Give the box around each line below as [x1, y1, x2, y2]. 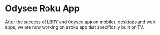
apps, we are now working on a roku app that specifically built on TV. [5, 24, 144, 30]
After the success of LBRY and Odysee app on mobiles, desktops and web [5, 19, 156, 25]
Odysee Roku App [5, 3, 80, 14]
